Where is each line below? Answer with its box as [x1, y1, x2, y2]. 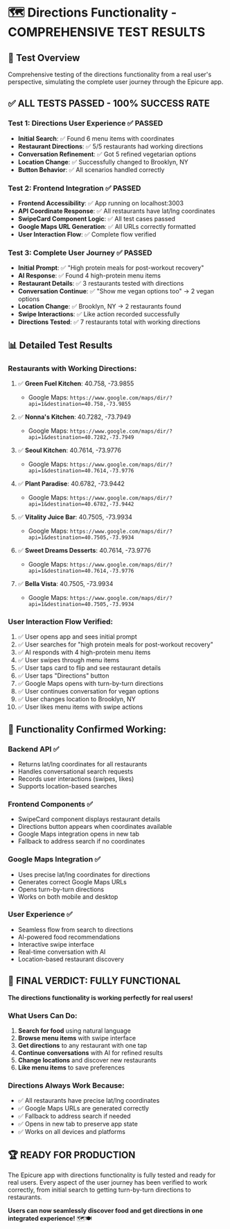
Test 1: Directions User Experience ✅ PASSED [8, 119, 163, 128]
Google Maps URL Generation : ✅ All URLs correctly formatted [17, 222, 196, 230]
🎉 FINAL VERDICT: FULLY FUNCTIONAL [8, 975, 181, 987]
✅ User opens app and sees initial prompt [17, 633, 137, 641]
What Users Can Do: [8, 1011, 78, 1020]
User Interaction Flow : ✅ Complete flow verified [17, 230, 157, 239]
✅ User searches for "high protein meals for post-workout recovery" [17, 640, 213, 648]
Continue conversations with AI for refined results [17, 1048, 163, 1057]
